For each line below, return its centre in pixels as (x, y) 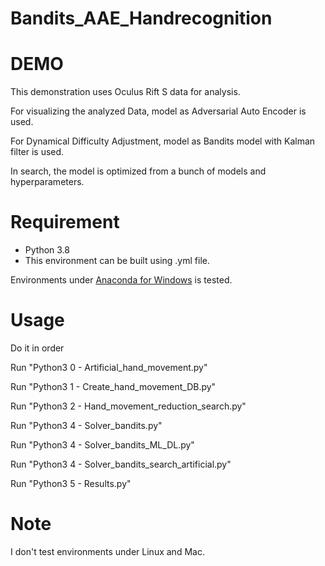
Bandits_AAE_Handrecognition (141, 18)
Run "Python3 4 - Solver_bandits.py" (86, 425)
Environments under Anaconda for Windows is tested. (121, 280)
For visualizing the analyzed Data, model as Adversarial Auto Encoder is (158, 111)
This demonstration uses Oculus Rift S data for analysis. (125, 92)
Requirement (65, 222)
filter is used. (37, 152)
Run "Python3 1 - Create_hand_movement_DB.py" (113, 386)
